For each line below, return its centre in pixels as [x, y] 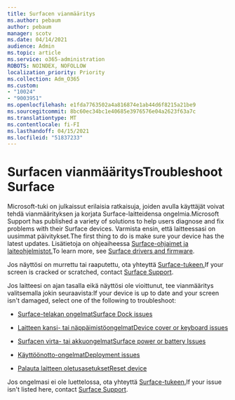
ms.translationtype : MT [42, 118]
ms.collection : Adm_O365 [43, 79]
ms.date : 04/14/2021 [38, 40]
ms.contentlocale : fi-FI [43, 124]
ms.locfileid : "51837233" [45, 137]
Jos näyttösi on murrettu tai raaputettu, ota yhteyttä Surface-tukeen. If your [115, 265]
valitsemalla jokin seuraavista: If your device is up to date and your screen [113, 293]
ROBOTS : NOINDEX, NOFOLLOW [47, 66]
